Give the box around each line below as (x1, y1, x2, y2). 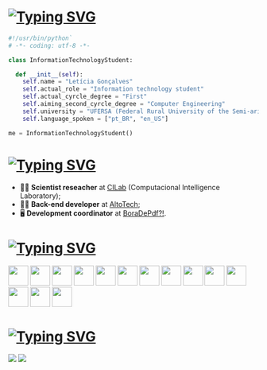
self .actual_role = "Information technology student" (22, 85, 204, 93)
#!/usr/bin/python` (8, 34, 73, 42)
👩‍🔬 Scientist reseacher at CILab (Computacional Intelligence (19, 182, 220, 192)
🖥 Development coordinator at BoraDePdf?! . (19, 208, 167, 218)
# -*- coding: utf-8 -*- (8, 41, 91, 49)
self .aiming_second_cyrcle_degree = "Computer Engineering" (22, 100, 226, 108)
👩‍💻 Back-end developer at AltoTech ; (19, 199, 141, 208)
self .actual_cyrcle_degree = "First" (22, 92, 148, 101)
